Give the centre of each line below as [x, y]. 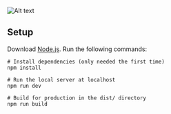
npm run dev [24, 86]
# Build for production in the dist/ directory [77, 98]
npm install [24, 68]
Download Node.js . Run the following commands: [77, 49]
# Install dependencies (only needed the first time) [86, 61]
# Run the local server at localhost [61, 79]
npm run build [28, 104]
